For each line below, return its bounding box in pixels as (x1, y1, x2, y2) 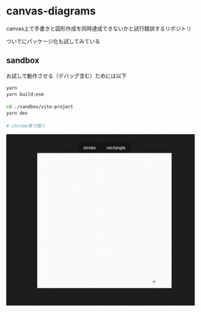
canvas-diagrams (6, 4, 96, 18)
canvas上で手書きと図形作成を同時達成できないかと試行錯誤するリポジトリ (6, 25, 192, 32)
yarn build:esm (6, 91, 44, 97)
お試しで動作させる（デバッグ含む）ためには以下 (6, 72, 127, 79)
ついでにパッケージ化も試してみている (6, 37, 100, 44)
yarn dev (6, 110, 28, 117)
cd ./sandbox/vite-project (6, 104, 74, 110)
